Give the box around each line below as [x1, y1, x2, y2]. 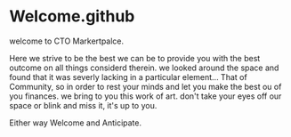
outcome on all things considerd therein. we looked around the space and [9, 62, 279, 73]
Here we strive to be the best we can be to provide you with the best [9, 52, 261, 63]
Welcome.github [9, 6, 135, 27]
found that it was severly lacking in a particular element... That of [9, 71, 247, 82]
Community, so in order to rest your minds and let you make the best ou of [9, 81, 282, 92]
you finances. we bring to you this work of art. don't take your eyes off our [9, 91, 282, 101]
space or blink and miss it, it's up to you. [9, 100, 158, 110]
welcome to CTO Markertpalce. [9, 36, 125, 46]
